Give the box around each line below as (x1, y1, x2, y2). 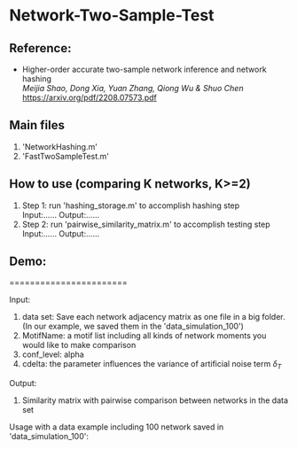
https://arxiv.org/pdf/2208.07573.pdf (21, 92, 157, 103)
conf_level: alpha (21, 349, 84, 360)
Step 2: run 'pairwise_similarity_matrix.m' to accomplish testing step (21, 219, 270, 229)
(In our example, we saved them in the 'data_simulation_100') (21, 321, 244, 332)
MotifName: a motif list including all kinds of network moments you (21, 330, 267, 341)
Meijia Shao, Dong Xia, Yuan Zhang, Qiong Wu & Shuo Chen (21, 83, 244, 93)
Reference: (9, 41, 72, 56)
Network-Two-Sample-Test (9, 5, 215, 26)
